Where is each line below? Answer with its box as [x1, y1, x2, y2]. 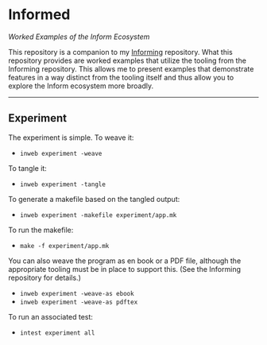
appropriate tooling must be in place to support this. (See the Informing [8, 264, 241, 273]
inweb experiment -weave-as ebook [19, 289, 134, 297]
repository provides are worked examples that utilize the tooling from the [8, 56, 246, 65]
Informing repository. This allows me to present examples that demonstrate [8, 64, 254, 73]
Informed [8, 6, 71, 24]
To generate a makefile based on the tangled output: [8, 194, 180, 204]
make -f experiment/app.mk [19, 242, 110, 250]
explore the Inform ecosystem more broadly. [8, 81, 153, 91]
